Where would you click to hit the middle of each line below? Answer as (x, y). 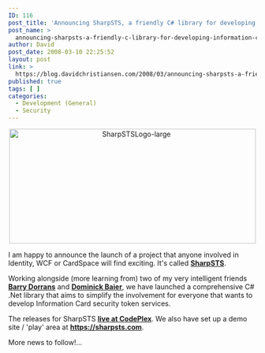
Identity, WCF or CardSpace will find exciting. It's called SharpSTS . (117, 263)
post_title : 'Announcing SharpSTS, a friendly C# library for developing (132, 23)
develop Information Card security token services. (90, 303)
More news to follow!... (45, 342)
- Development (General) (56, 103)
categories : (28, 96)
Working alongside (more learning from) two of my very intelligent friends (128, 278)
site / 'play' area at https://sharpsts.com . (76, 327)
